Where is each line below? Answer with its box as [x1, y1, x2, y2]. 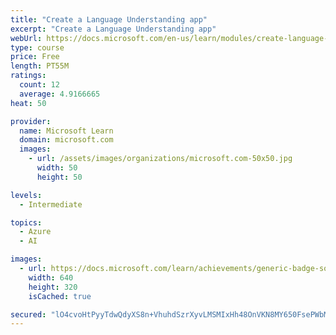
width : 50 [36, 163, 78, 173]
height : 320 [28, 282, 78, 292]
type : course [10, 42, 65, 53]
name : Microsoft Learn [19, 126, 114, 136]
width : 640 [28, 272, 74, 283]
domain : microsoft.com [19, 135, 114, 145]
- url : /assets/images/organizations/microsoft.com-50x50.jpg [28, 154, 293, 164]
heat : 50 [10, 98, 47, 108]
